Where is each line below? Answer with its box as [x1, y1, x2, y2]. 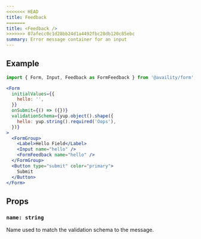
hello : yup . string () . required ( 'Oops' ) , [17, 118, 117, 124]
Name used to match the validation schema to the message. [6, 226, 154, 234]
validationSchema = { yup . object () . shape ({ [11, 113, 114, 119]
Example [6, 59, 39, 69]
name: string [6, 214, 44, 221]
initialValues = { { [11, 91, 55, 97]
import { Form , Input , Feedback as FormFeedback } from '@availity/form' [6, 74, 194, 81]
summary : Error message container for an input [6, 36, 127, 42]
